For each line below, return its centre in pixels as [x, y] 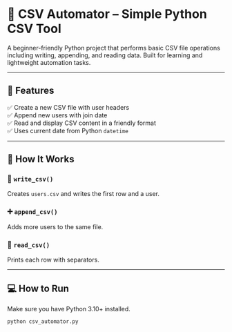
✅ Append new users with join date [57, 115]
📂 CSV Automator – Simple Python [107, 14]
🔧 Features [31, 91]
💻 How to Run [38, 289]
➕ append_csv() [32, 212]
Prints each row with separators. [54, 260]
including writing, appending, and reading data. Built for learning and [105, 55]
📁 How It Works [41, 159]
